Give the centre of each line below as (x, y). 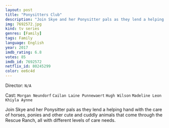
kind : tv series (22, 29)
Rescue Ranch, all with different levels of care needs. (60, 120)
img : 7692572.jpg (24, 24)
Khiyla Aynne (19, 100)
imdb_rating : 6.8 (24, 52)
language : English (25, 43)
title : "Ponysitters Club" (34, 15)
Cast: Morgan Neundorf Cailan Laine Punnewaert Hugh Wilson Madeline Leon (83, 95)
